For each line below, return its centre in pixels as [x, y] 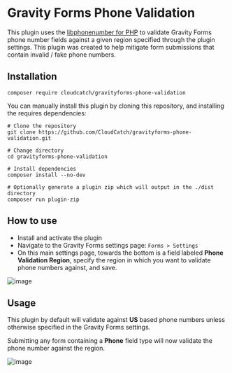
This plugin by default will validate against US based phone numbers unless [116, 320]
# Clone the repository [42, 126]
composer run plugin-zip [43, 199]
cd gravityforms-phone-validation [58, 156]
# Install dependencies [42, 169]
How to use [32, 221]
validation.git [29, 138]
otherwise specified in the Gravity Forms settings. [79, 328]
